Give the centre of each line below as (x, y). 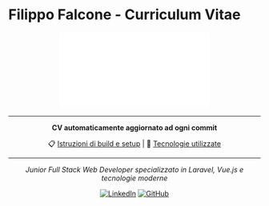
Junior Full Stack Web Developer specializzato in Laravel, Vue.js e (134, 169)
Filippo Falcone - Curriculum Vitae (125, 15)
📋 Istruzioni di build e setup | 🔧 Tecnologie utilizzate (134, 143)
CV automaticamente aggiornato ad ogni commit (134, 127)
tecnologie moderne (134, 178)
